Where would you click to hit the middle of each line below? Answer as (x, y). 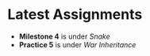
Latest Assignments (75, 15)
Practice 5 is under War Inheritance (77, 44)
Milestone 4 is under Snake (64, 36)
